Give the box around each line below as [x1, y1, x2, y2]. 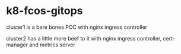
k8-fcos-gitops [6, 4, 83, 18]
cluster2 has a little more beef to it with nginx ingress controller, [6, 35, 162, 42]
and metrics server [29, 41, 76, 48]
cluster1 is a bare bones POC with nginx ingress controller [6, 23, 148, 31]
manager [6, 41, 28, 48]
